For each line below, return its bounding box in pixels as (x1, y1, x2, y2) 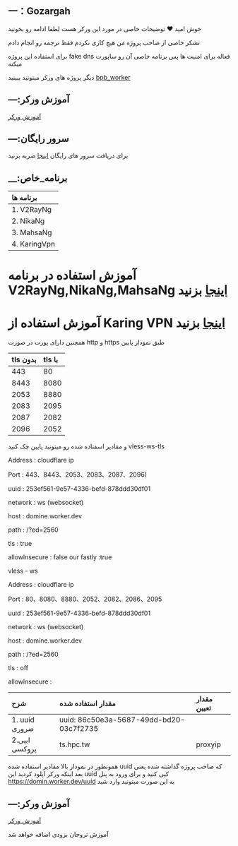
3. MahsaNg (11, 227, 52, 237)
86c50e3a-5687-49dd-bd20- (77, 715, 186, 725)
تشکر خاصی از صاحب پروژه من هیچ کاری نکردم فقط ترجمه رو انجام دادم (8, 38, 201, 47)
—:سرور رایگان (8, 133, 69, 145)
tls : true (8, 540, 32, 548)
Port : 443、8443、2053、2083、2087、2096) (8, 470, 148, 479)
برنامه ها (11, 193, 37, 203)
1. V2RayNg (11, 205, 52, 215)
